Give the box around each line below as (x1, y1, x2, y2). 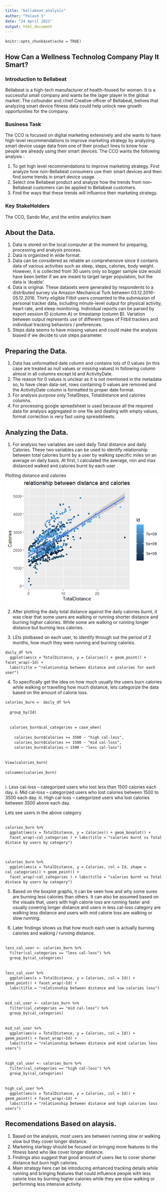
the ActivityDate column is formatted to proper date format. (12, 387, 135, 393)
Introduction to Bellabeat (5, 75, 67, 82)
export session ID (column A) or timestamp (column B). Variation (12, 311, 145, 317)
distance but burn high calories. (12, 1159, 78, 1165)
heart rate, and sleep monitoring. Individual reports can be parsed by (12, 306, 154, 312)
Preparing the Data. (5, 347, 67, 355)
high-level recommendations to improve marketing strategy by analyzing (5, 138, 155, 144)
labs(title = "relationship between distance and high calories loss (9, 1101, 157, 1106)
